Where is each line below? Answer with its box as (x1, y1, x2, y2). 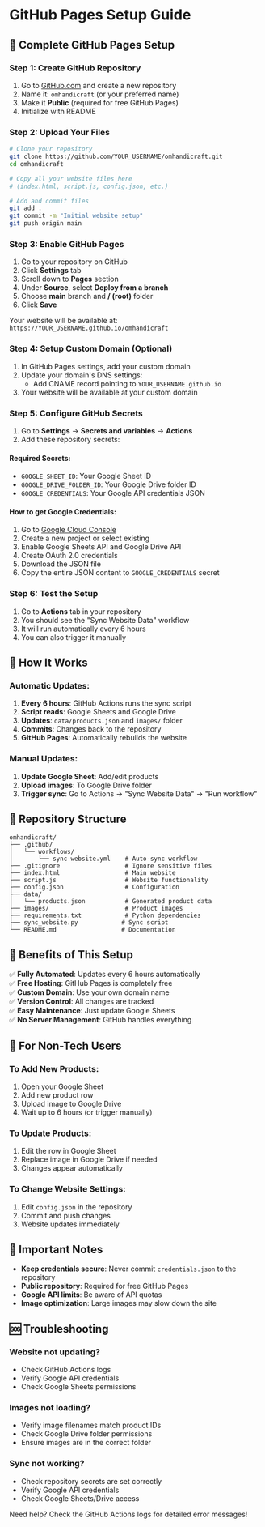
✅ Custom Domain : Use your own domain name (9, 987, 170, 997)
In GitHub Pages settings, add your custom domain (20, 361, 191, 371)
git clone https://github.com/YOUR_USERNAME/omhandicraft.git (9, 152, 223, 161)
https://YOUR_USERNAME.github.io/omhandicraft (9, 324, 169, 333)
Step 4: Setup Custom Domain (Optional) (9, 343, 173, 354)
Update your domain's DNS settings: (20, 370, 143, 380)
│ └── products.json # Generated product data (9, 898, 212, 906)
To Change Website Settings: (9, 1184, 126, 1195)
